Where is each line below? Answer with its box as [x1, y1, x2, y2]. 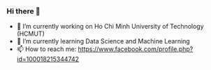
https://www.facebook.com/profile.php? [78, 45, 194, 53]
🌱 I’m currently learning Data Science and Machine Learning [16, 37, 190, 45]
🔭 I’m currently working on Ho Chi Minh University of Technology [16, 22, 204, 31]
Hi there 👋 [6, 6, 41, 16]
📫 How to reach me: [16, 45, 77, 53]
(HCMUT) [16, 29, 45, 38]
